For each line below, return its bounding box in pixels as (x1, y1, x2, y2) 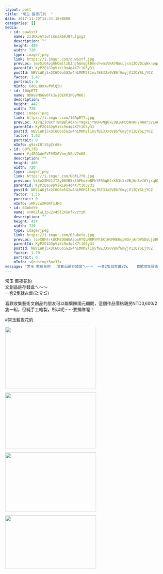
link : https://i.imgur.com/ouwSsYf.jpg (14, 57, 95, 62)
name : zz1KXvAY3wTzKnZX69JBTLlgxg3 (14, 34, 86, 39)
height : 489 (14, 43, 38, 48)
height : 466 (14, 160, 38, 165)
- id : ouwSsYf (9, 30, 38, 34)
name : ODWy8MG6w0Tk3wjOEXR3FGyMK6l (14, 93, 86, 97)
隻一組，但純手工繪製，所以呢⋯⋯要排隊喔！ (5, 306, 95, 312)
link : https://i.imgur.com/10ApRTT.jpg (14, 115, 95, 120)
